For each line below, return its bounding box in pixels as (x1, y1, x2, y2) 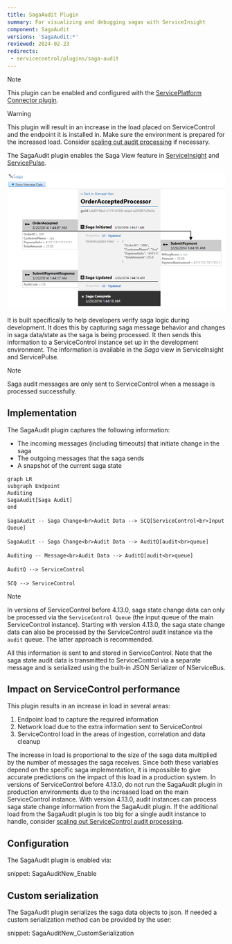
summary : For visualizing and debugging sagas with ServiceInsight (7, 18, 206, 26)
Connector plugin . (7, 96, 59, 104)
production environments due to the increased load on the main (7, 788, 189, 796)
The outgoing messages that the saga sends (17, 454, 145, 462)
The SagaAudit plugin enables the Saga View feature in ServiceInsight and (7, 151, 220, 159)
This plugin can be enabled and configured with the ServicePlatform (7, 88, 202, 97)
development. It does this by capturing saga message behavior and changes (7, 323, 226, 332)
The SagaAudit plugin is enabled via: (7, 856, 112, 865)
